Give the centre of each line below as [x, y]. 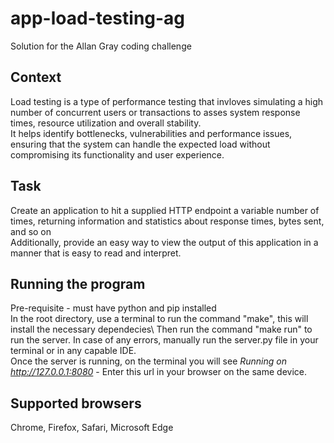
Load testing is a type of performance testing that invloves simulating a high [167, 101]
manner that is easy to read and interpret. [96, 253]
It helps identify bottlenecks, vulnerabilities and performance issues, [151, 133]
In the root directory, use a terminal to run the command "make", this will [159, 319]
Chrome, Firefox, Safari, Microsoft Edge [92, 428]
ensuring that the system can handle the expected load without [140, 144]
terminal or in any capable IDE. [73, 351]
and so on [31, 231]
